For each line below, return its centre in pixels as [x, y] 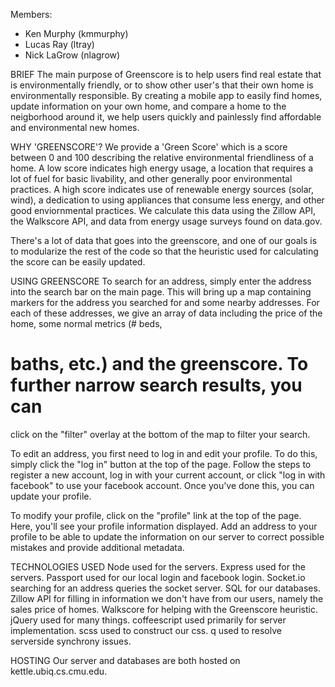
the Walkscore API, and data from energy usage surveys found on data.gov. [166, 221]
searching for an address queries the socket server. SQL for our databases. [165, 588]
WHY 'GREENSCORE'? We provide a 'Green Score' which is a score [149, 147]
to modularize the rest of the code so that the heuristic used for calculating [164, 251]
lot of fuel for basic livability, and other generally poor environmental [151, 178]
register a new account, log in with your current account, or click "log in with [168, 475]
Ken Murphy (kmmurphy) [76, 33]
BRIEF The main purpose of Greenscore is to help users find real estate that [166, 74]
